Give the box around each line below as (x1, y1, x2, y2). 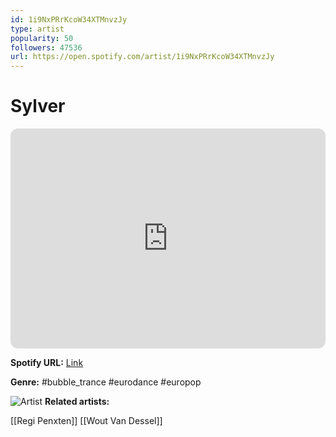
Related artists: (44, 396, 110, 408)
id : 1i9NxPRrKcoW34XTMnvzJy (10, 14, 128, 25)
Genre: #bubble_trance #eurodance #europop (10, 376, 202, 388)
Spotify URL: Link (10, 357, 84, 369)
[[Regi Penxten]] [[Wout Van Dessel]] (10, 415, 163, 427)
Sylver (10, 95, 66, 118)
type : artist (10, 24, 65, 34)
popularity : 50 (10, 33, 74, 43)
